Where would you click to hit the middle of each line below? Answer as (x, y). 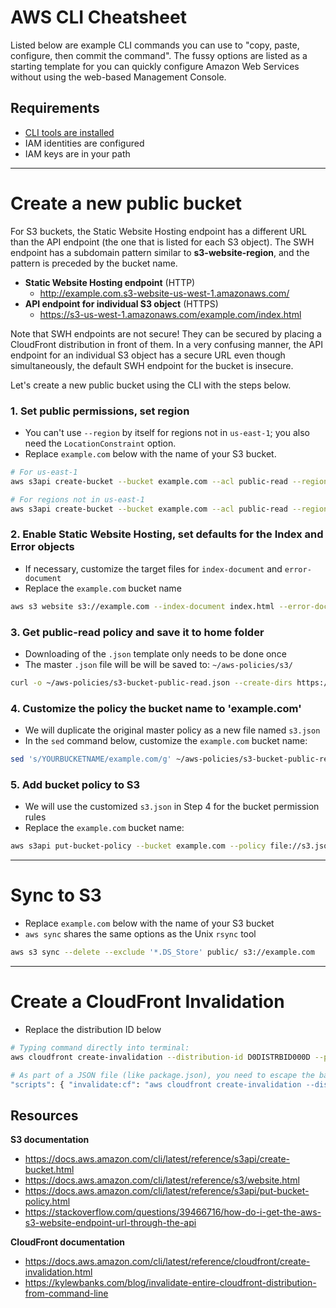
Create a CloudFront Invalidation (147, 1002)
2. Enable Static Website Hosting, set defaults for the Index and (167, 534)
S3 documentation (50, 1140)
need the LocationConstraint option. (100, 443)
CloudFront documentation (68, 1242)
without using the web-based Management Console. (118, 77)
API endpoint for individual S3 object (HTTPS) (121, 303)
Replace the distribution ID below (93, 1029)
